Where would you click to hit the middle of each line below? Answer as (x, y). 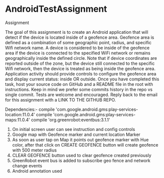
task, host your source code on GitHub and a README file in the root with (79, 84)
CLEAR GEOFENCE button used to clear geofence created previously (82, 155)
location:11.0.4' (20, 114)
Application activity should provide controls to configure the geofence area (81, 74)
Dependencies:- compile (30, 109)
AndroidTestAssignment (56, 9)
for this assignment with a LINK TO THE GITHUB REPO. (60, 100)
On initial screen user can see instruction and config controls (74, 129)
